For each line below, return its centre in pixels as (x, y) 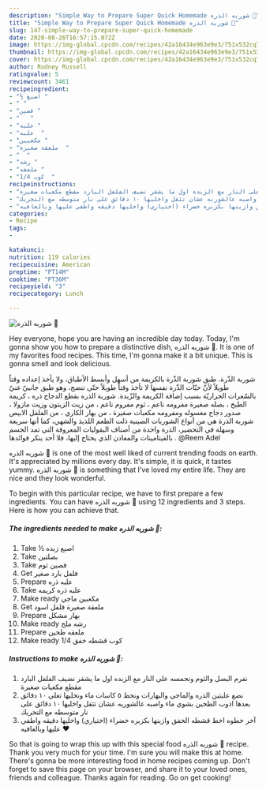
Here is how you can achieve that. (64, 510)
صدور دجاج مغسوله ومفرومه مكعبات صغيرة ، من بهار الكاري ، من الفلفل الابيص (125, 412)
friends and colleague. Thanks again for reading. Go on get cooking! (120, 777)
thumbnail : (27, 52)
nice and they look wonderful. (57, 478)
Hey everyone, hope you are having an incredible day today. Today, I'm (124, 339)
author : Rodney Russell (48, 67)
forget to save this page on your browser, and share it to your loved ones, (128, 769)
